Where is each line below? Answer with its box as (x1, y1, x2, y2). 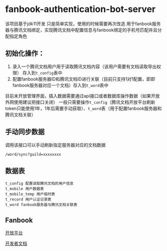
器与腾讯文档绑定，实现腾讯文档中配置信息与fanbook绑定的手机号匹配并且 (5, 26, 158, 33)
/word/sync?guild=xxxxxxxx (5, 151, 61, 157)
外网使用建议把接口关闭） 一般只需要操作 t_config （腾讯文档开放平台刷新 (5, 99, 156, 105)
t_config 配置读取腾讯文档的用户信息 (5, 181, 74, 186)
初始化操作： (5, 49, 45, 58)
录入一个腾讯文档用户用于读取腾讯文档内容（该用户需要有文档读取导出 (12, 63, 157, 69)
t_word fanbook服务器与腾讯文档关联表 (5, 202, 78, 207)
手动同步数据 (5, 127, 45, 136)
